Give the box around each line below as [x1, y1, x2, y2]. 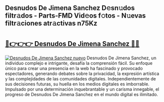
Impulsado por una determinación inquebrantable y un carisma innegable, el [5, 86, 160, 92]
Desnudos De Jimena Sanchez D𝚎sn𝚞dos [5, 4, 135, 12]
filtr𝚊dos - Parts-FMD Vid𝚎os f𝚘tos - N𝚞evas [5, 12, 146, 20]
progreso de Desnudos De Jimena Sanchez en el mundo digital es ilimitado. [5, 92, 158, 97]
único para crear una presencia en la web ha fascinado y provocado [5, 66, 143, 71]
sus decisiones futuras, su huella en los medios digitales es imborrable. [5, 81, 150, 87]
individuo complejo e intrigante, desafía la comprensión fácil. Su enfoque [5, 60, 153, 66]
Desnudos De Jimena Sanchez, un [86, 55, 157, 61]
